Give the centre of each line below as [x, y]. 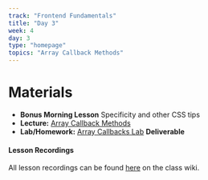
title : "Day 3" [34, 23]
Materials [41, 92]
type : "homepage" [37, 46]
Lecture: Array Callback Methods [75, 123]
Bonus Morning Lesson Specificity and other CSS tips [110, 114]
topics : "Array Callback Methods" [66, 53]
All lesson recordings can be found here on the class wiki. [104, 168]
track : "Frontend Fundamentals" [62, 16]
